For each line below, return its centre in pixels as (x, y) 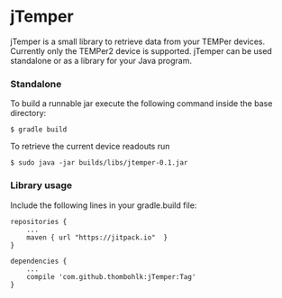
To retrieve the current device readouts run (90, 147)
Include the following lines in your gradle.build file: (104, 205)
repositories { (39, 221)
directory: (28, 113)
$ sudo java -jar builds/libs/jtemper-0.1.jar (99, 163)
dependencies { (39, 261)
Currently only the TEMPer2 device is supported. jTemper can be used (141, 50)
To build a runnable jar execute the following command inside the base (141, 104)
